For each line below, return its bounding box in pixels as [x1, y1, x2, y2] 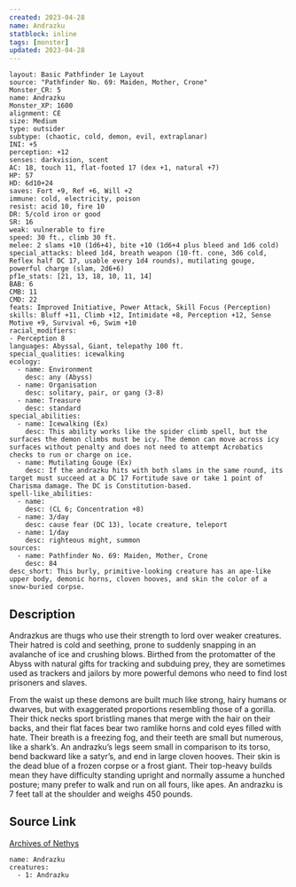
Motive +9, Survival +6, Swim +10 [9, 318, 137, 328]
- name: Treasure [17, 396, 82, 405]
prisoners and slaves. [9, 677, 88, 687]
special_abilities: [9, 412, 82, 421]
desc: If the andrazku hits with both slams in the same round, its [25, 467, 284, 475]
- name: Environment [17, 365, 93, 374]
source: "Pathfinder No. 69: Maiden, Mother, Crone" [9, 78, 208, 87]
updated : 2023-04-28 [9, 46, 86, 55]
